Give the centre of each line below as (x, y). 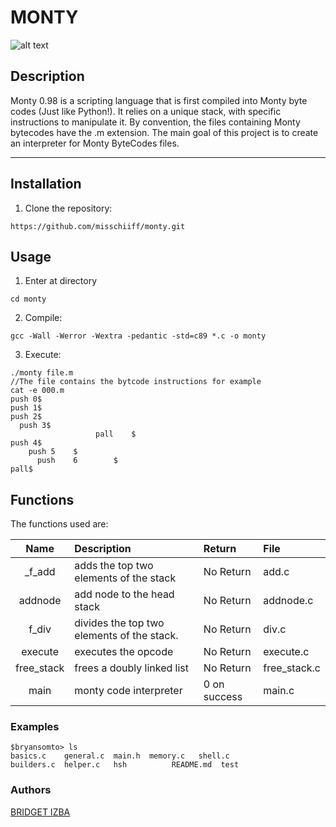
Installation (46, 184)
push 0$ (26, 399)
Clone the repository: (68, 208)
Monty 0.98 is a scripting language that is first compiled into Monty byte (159, 100)
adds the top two (114, 566)
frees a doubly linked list (132, 668)
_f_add (40, 572)
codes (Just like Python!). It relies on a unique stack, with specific (146, 111)
